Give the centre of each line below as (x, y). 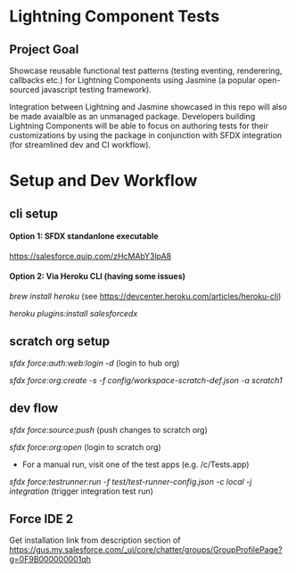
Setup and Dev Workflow (103, 181)
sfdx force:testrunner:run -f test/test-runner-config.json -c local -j (131, 481)
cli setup (33, 213)
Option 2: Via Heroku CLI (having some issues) (97, 276)
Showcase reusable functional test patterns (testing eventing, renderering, (146, 70)
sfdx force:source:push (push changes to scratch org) (108, 430)
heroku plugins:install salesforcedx (74, 313)
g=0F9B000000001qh (50, 560)
